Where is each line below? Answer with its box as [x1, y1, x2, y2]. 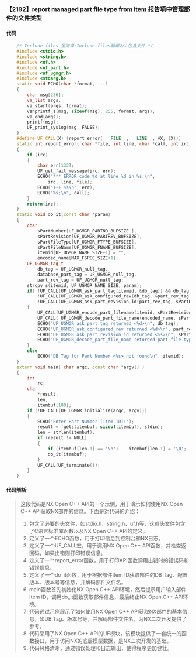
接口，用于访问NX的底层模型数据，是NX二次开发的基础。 [34, 637, 172, 645]
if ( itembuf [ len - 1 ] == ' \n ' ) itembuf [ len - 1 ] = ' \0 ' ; [47, 446, 187, 451]
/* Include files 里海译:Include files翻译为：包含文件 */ [16, 43, 153, 49]
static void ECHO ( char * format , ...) [16, 81, 108, 87]
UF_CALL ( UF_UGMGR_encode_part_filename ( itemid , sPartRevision [37, 310, 192, 316]
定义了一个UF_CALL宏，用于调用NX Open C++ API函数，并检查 [29, 542, 181, 549]
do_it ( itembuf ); [47, 451, 87, 457]
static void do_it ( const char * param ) [16, 212, 111, 218]
